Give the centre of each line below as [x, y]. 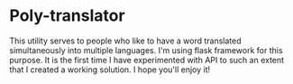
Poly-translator [67, 16]
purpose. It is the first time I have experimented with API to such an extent [147, 60]
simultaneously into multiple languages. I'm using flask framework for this [146, 50]
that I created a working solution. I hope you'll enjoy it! [110, 70]
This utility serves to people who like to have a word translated [125, 41]
